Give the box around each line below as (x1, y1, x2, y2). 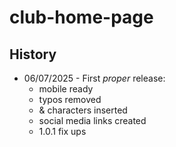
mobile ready (38, 83, 94, 95)
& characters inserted (38, 104, 128, 116)
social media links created (38, 115, 147, 126)
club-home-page (9, 6, 154, 29)
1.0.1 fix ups (38, 126, 87, 137)
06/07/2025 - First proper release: (23, 72, 166, 84)
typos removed (38, 94, 102, 105)
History (9, 46, 57, 63)
